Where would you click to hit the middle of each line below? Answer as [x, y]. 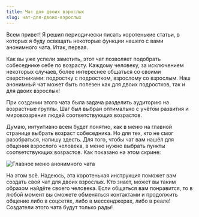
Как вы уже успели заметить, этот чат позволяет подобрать [84, 59]
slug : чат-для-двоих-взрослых [44, 17]
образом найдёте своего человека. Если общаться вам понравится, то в [99, 188]
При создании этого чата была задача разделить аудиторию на [88, 102]
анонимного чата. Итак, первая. [47, 47]
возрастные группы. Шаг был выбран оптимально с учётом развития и [97, 108]
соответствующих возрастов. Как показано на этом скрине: [84, 152]
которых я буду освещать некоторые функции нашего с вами [85, 41]
